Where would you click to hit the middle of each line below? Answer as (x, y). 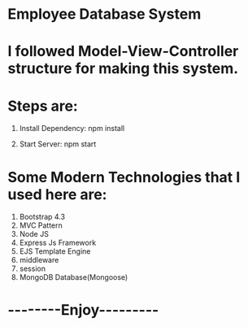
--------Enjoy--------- (83, 310)
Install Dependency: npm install (72, 129)
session (33, 268)
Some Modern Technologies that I (124, 177)
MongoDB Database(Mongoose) (74, 277)
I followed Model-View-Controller (123, 52)
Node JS (34, 234)
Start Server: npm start (58, 144)
